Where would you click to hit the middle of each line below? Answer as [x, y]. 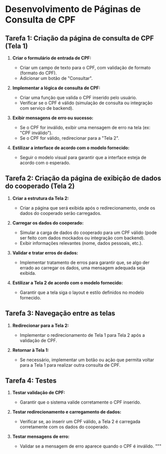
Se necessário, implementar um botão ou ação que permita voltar [87, 360]
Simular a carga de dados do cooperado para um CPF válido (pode [88, 232]
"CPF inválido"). [36, 133]
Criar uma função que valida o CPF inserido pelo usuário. [78, 98]
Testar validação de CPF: [39, 393]
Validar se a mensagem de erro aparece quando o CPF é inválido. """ [90, 446]
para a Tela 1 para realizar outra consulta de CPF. [70, 365]
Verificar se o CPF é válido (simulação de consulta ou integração [86, 103]
